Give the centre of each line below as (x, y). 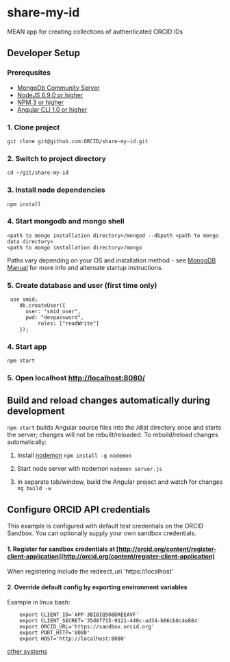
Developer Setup (44, 53)
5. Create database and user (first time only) (82, 285)
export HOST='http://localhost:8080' (73, 639)
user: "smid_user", (53, 312)
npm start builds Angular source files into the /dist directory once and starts (114, 428)
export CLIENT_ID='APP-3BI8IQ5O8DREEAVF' (79, 615)
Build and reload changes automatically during (109, 400)
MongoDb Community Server (59, 88)
